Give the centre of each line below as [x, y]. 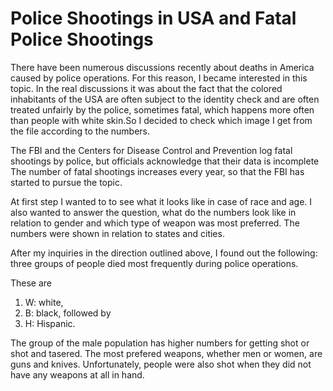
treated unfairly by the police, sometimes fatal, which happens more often [162, 109]
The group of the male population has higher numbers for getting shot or [160, 343]
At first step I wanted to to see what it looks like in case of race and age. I [161, 201]
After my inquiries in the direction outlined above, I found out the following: [164, 253]
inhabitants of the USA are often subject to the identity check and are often [165, 99]
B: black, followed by [68, 313]
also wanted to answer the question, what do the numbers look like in [153, 212]
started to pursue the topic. [66, 182]
